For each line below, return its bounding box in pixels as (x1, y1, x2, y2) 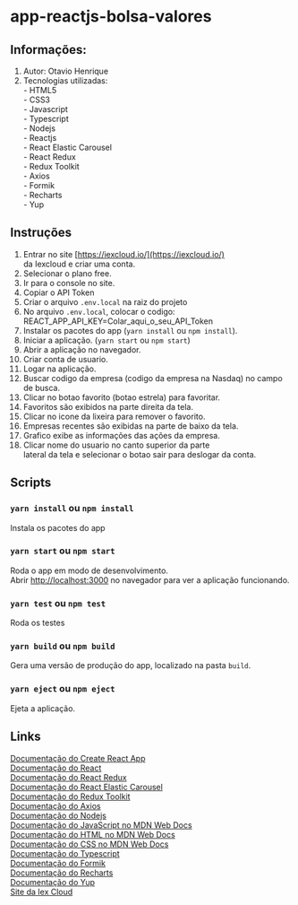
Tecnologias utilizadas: (22, 75, 108, 86)
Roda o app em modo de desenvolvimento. (10, 565, 169, 576)
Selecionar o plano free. (22, 267, 112, 279)
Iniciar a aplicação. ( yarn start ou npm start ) (22, 335, 191, 345)
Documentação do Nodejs (10, 810, 106, 821)
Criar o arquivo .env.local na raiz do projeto (22, 296, 188, 307)
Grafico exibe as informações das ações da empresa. (22, 430, 220, 440)
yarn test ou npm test (10, 596, 106, 609)
